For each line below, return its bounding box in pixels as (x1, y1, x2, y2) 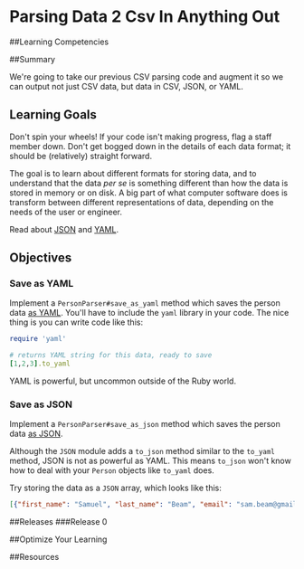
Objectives (9, 251, 72, 266)
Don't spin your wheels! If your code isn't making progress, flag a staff (9, 131, 272, 142)
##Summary (9, 53, 56, 64)
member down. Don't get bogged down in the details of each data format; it (9, 140, 291, 151)
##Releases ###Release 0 (9, 517, 108, 527)
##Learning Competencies (9, 36, 109, 47)
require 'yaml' (9, 335, 67, 344)
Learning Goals (9, 107, 98, 123)
